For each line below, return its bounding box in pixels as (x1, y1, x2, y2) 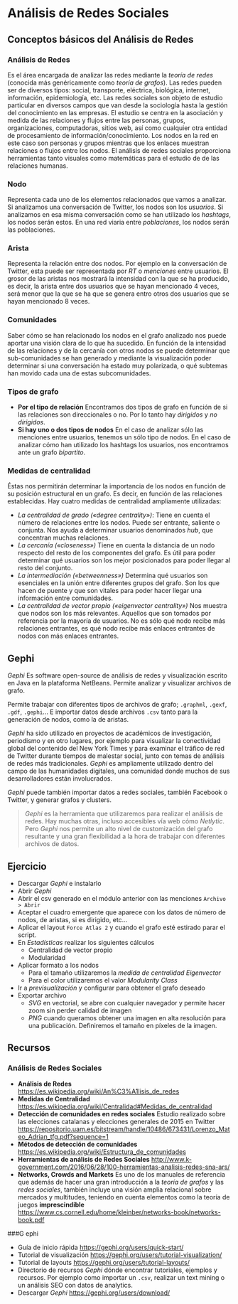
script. (17, 930, 37, 939)
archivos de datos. (24, 840, 80, 848)
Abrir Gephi (17, 887, 52, 895)
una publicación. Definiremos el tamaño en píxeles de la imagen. (28, 1021, 217, 1030)
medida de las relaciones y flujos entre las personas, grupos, (7, 116, 186, 124)
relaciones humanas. (7, 161, 69, 170)
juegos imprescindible (17, 1200, 85, 1209)
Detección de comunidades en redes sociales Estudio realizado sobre (17, 1109, 226, 1118)
